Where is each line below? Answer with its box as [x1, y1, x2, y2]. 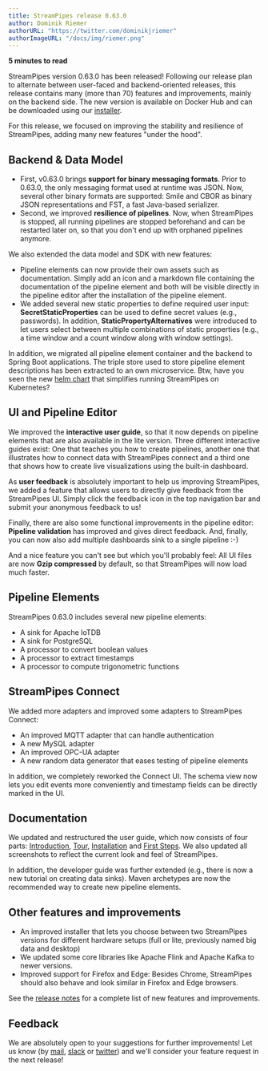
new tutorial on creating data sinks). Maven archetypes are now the [8, 874, 231, 883]
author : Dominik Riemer [8, 19, 88, 27]
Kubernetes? [8, 382, 50, 393]
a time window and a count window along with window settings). [19, 333, 234, 343]
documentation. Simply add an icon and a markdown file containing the [19, 273, 255, 283]
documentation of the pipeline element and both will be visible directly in [19, 282, 260, 292]
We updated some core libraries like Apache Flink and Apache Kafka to [19, 952, 254, 962]
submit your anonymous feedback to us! [8, 502, 142, 511]
